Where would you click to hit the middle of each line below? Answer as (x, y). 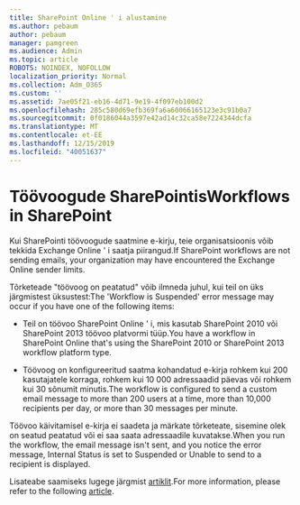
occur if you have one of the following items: (92, 306)
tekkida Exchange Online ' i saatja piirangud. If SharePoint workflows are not (150, 250)
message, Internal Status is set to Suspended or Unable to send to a (136, 454)
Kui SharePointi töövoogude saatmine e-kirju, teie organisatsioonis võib (141, 241)
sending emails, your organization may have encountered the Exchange (142, 260)
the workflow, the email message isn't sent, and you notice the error (136, 445)
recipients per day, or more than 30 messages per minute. (130, 408)
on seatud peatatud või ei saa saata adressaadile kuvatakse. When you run (147, 435)
